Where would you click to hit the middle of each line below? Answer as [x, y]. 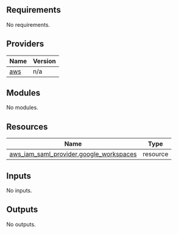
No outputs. [21, 224]
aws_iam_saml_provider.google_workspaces [73, 154]
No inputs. [19, 191]
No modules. [22, 108]
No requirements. [28, 24]
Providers [25, 44]
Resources [27, 126]
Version [44, 61]
